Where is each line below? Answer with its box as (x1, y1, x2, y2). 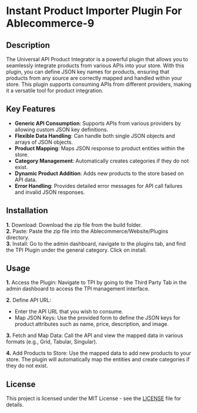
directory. (6, 234, 29, 241)
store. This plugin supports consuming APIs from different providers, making (6, 81, 192, 88)
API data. (14, 176, 37, 183)
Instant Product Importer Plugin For (6, 4, 182, 18)
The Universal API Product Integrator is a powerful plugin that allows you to (6, 56, 188, 62)
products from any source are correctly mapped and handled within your (6, 75, 182, 81)
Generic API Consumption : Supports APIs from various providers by (14, 120, 181, 127)
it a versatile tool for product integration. (6, 87, 104, 94)
